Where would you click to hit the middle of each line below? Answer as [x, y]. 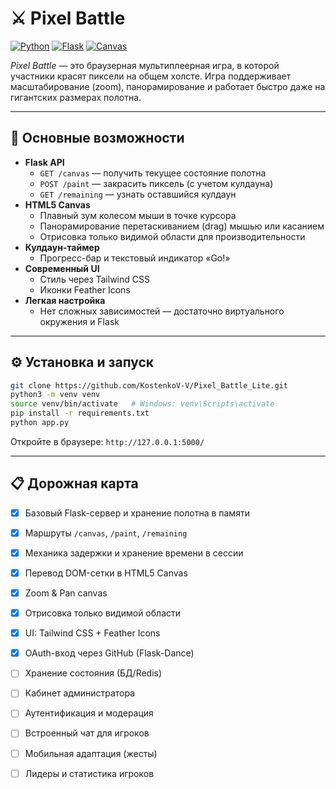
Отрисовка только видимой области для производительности [172, 236]
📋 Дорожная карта [74, 483]
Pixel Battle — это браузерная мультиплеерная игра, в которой [145, 65]
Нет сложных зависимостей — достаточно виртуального [162, 311]
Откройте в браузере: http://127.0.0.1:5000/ [107, 441]
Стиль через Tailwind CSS [94, 279]
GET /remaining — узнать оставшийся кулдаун [138, 194]
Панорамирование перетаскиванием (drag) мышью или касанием [182, 226]
